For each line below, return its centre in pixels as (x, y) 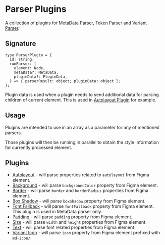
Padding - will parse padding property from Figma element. (72, 217)
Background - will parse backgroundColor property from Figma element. (85, 185)
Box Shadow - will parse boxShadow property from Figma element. (79, 201)
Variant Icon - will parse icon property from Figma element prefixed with (86, 233)
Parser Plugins (36, 9)
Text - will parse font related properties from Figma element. (74, 227)
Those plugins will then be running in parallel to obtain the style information (82, 142)
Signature (21, 44)
